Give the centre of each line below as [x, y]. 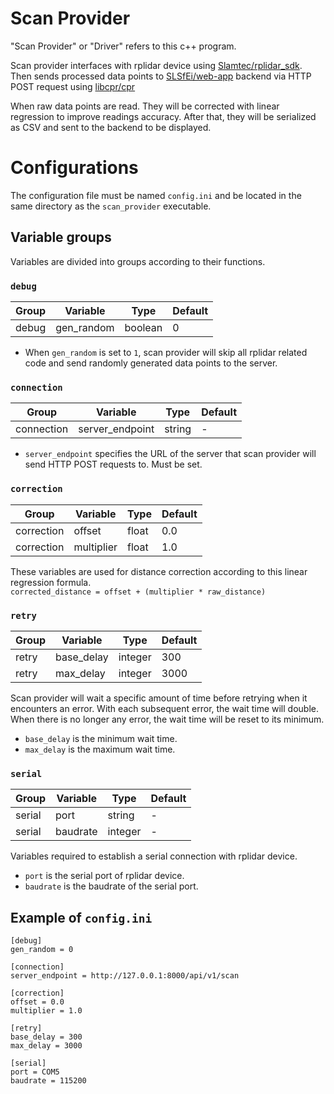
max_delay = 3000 [46, 1045]
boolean [143, 327]
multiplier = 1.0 [46, 1010]
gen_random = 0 [42, 949]
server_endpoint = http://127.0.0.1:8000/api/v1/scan [125, 975]
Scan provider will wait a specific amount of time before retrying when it [159, 698]
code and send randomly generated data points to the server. [151, 363]
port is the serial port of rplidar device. [104, 876]
